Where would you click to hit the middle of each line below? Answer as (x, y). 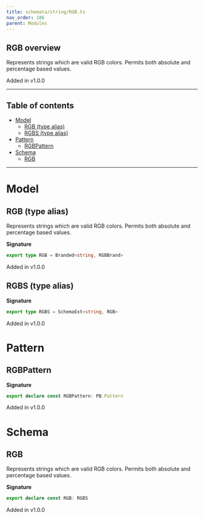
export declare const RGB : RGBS (47, 499)
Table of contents (40, 105)
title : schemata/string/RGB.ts (46, 12)
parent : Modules (27, 23)
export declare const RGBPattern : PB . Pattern (65, 396)
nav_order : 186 (25, 18)
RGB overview (33, 48)
